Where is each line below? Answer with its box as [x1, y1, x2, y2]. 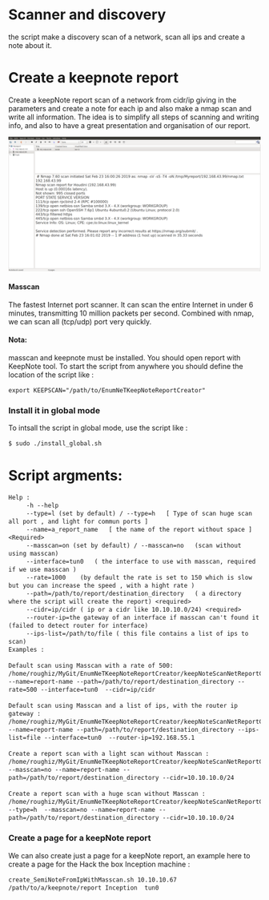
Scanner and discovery [8, 6, 167, 24]
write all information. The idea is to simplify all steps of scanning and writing [8, 112, 259, 122]
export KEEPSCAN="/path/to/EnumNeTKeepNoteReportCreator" [8, 387, 206, 395]
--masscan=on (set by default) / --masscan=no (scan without [26, 542, 242, 550]
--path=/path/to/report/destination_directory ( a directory [26, 590, 242, 598]
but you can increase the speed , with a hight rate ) [8, 582, 195, 590]
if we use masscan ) [8, 566, 78, 574]
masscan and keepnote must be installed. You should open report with [8, 353, 241, 363]
